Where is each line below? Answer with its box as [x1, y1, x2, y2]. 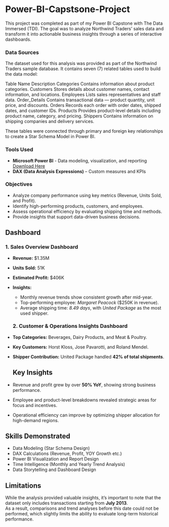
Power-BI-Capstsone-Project [5, 4, 130, 15]
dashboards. [5, 36, 32, 42]
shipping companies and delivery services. [5, 119, 94, 125]
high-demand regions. [12, 417, 59, 423]
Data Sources [5, 49, 39, 56]
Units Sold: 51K [12, 265, 45, 271]
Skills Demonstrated [5, 432, 71, 441]
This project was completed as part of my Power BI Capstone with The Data [5, 20, 163, 26]
